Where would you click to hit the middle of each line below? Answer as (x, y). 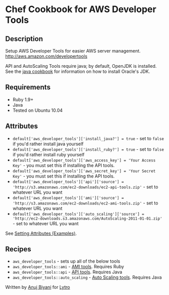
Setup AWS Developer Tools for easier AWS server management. (73, 51)
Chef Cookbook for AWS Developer (81, 9)
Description (24, 39)
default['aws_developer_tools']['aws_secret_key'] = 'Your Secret (84, 171)
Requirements (28, 87)
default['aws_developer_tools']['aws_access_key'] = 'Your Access (84, 160)
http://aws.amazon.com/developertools (46, 56)
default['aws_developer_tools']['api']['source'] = (68, 182)
